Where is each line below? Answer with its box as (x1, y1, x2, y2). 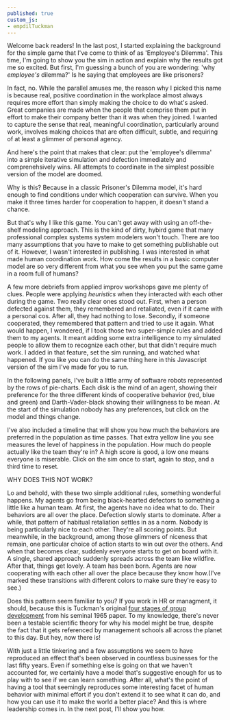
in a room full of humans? (7, 269, 79, 278)
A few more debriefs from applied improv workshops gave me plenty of (7, 283, 209, 291)
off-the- (189, 219, 212, 227)
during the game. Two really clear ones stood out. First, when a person (7, 298, 207, 306)
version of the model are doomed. (7, 170, 103, 178)
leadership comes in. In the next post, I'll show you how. (7, 705, 166, 713)
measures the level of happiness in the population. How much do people (7, 440, 212, 449)
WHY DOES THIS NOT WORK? (7, 476, 93, 484)
